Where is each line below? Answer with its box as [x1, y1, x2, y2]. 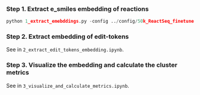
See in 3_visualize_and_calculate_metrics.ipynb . [6, 82, 130, 89]
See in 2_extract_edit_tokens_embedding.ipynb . [6, 46, 124, 53]
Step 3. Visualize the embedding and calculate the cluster [6, 61, 178, 69]
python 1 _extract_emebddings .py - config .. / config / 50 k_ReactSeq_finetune [6, 19, 195, 24]
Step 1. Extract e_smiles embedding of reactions [6, 5, 149, 13]
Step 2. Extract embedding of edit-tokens [6, 32, 129, 41]
